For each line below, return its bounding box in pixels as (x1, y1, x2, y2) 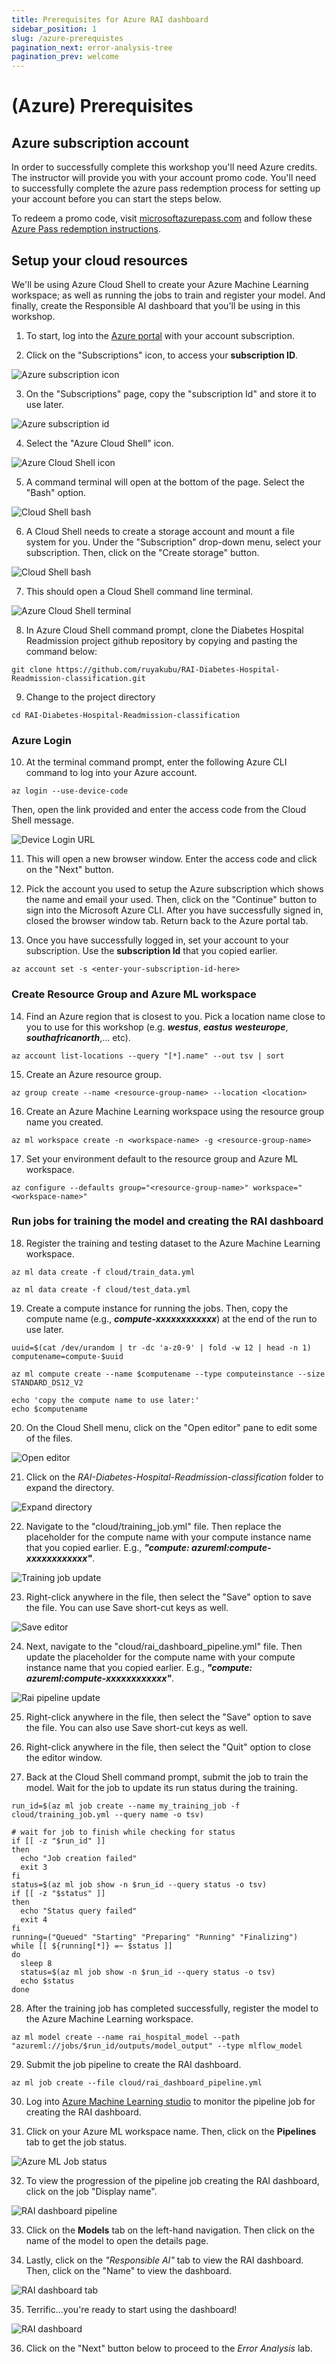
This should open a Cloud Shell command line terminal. (25, 585, 254, 597)
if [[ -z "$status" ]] (11, 1888, 106, 1898)
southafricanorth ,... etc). (25, 1031, 131, 1043)
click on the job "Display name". (25, 2185, 158, 2197)
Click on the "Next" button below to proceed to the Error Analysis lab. (25, 2342, 313, 2354)
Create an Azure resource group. (25, 1068, 162, 1080)
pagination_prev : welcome (11, 52, 119, 62)
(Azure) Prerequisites (11, 95, 194, 118)
